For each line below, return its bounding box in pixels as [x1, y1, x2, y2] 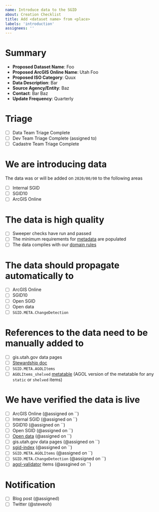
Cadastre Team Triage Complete [12, 141, 79, 147]
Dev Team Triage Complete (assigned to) [12, 135, 97, 141]
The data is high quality [5, 214, 105, 225]
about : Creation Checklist [5, 12, 61, 17]
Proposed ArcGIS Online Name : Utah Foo [12, 69, 99, 75]
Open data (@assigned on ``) [12, 433, 72, 439]
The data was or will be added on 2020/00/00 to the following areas [5, 175, 143, 181]
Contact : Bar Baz [12, 90, 48, 96]
